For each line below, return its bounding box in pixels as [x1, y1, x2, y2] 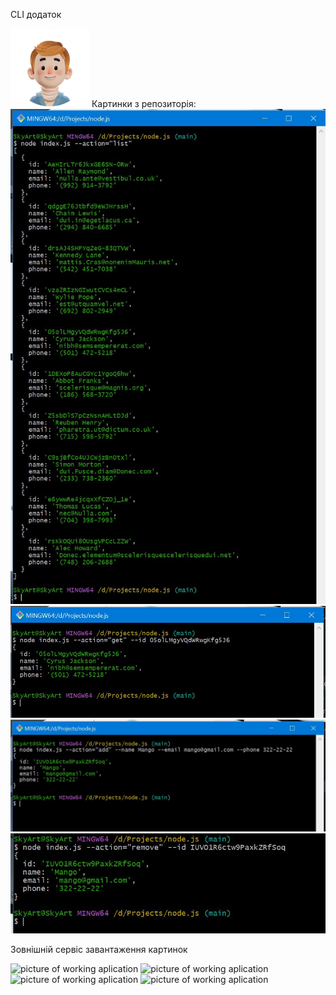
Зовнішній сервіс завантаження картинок [10, 944, 188, 956]
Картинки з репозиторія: [91, 98, 197, 109]
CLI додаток [10, 9, 62, 20]
